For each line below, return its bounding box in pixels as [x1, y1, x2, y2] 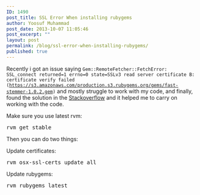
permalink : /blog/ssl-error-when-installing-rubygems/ [6, 43, 149, 49]
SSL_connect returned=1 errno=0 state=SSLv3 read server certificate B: [6, 71, 195, 78]
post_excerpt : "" [6, 32, 51, 38]
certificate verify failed [6, 77, 75, 83]
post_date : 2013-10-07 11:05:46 [6, 26, 88, 32]
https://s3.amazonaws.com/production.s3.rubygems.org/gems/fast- [9, 82, 179, 88]
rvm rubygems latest [6, 182, 68, 189]
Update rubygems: [6, 170, 53, 177]
